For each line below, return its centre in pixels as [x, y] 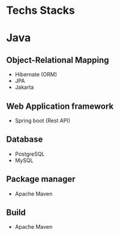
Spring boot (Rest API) [43, 120]
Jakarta [24, 87]
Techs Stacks [40, 11]
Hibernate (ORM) [36, 74]
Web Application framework [60, 106]
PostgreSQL [30, 154]
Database [25, 140]
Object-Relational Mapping [58, 60]
